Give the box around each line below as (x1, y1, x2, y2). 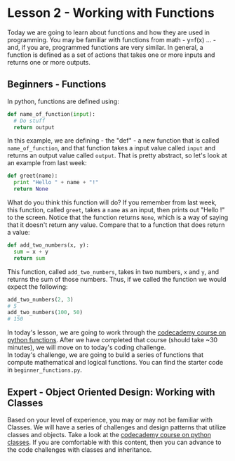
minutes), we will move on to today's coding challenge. (7, 343, 166, 352)
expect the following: (7, 283, 68, 291)
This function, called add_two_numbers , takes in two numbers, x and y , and (7, 267, 220, 275)
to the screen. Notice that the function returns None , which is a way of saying (7, 213, 229, 221)
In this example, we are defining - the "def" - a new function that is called (7, 136, 220, 145)
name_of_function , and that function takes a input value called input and (7, 144, 216, 152)
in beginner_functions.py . (7, 365, 82, 374)
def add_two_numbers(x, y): (7, 242, 90, 249)
